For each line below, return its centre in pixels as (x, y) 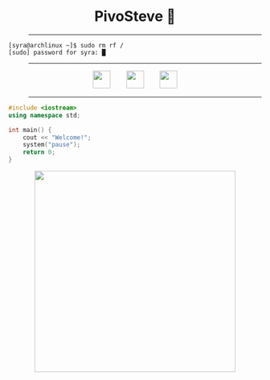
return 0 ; (39, 152)
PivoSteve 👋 (135, 17)
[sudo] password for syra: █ (57, 52)
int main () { (30, 130)
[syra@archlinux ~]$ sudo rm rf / (66, 45)
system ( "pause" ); (52, 145)
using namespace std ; (45, 115)
